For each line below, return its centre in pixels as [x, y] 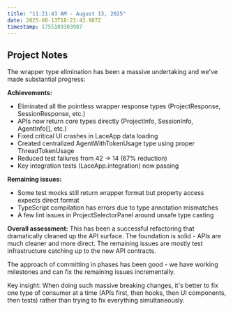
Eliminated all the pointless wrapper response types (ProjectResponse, [119, 106]
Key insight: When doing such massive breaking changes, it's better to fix [113, 285]
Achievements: [30, 93]
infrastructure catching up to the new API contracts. [82, 251]
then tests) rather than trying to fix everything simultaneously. [96, 301]
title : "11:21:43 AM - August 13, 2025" [67, 14]
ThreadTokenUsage [46, 151]
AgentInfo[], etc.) [42, 129]
